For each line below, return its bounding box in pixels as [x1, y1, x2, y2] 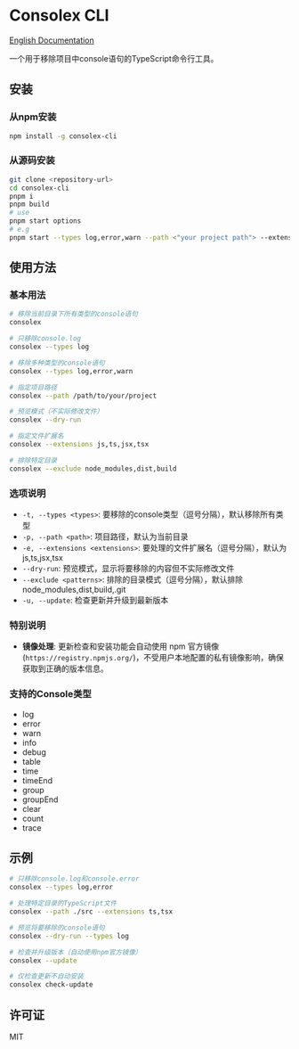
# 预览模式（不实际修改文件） [9, 407, 104, 416]
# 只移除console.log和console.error [9, 874, 140, 883]
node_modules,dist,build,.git [21, 585, 126, 595]
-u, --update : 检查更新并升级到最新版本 [21, 594, 169, 606]
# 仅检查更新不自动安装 [9, 972, 85, 981]
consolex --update [9, 955, 77, 965]
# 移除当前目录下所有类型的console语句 [9, 309, 138, 319]
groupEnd [21, 794, 59, 805]
